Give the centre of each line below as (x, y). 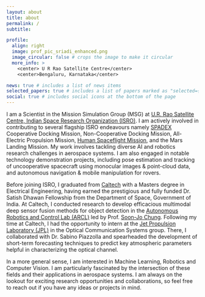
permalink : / (23, 23)
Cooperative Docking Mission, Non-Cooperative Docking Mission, (89, 133)
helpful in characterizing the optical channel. (62, 250)
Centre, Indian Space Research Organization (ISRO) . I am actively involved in (103, 121)
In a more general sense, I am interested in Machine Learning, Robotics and (101, 261)
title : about (23, 18)
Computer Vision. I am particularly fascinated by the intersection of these (98, 268)
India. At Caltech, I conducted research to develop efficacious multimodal (99, 204)
